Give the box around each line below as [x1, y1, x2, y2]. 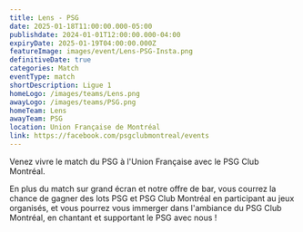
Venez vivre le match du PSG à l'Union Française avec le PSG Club [9, 156, 259, 167]
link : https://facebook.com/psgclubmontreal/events [9, 131, 209, 140]
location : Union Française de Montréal [9, 123, 161, 132]
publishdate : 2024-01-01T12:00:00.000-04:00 [9, 30, 181, 39]
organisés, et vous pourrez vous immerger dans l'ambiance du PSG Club [9, 202, 282, 213]
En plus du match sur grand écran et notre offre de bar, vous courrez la [9, 183, 277, 194]
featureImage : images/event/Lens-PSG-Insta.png [9, 47, 194, 56]
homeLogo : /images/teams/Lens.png [9, 89, 141, 98]
